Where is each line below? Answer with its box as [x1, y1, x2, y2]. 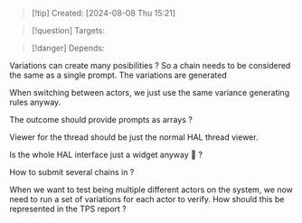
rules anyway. [9, 97, 61, 107]
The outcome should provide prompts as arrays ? [9, 115, 193, 125]
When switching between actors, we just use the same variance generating [9, 88, 290, 98]
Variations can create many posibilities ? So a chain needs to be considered [9, 60, 291, 70]
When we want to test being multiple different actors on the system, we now [9, 184, 294, 195]
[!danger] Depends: [31, 42, 105, 53]
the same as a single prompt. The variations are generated [9, 70, 228, 80]
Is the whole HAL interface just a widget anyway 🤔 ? [9, 149, 203, 160]
